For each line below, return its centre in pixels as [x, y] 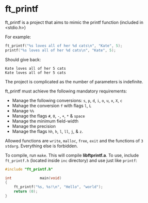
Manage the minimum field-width [45, 121]
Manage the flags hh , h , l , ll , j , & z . [48, 131]
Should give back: [23, 60]
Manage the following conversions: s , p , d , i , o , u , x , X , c [67, 100]
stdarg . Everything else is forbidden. [41, 146]
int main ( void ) [33, 178]
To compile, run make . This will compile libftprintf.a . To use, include [72, 155]
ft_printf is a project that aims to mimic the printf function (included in [74, 22]
